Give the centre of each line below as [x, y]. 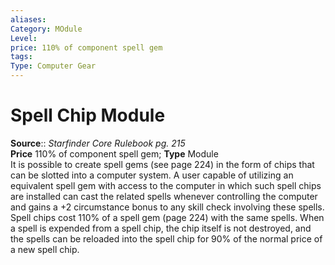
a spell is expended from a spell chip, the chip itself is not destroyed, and [161, 228]
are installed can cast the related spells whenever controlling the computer [164, 196]
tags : [21, 57]
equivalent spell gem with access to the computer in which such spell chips [166, 185]
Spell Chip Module [88, 115]
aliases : [28, 19]
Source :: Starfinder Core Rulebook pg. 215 [98, 143]
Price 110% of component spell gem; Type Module [114, 153]
